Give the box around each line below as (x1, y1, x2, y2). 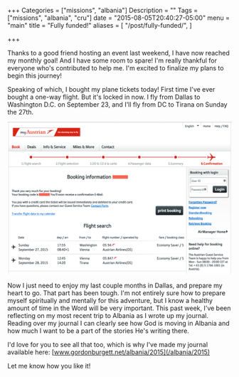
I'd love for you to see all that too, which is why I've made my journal (7, 341, 208, 349)
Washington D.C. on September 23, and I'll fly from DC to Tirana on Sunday (7, 100, 228, 109)
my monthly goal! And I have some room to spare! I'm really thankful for (7, 56, 218, 65)
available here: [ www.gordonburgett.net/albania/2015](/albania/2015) (7, 348, 211, 356)
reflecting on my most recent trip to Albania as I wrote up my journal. (7, 312, 208, 320)
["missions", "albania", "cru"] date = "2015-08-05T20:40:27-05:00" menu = (7, 14, 230, 22)
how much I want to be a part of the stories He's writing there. (7, 326, 190, 335)
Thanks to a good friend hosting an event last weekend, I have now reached (7, 49, 230, 57)
